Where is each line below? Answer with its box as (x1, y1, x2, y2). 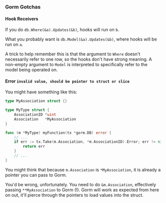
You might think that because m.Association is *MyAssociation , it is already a (5, 166, 161, 172)
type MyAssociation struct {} (5, 99, 68, 104)
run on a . (5, 41, 23, 47)
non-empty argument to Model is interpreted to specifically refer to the (5, 62, 148, 68)
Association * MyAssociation (14, 117, 77, 122)
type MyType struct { (5, 108, 50, 113)
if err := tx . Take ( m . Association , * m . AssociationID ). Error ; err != (14, 139, 156, 144)
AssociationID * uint (14, 112, 56, 117)
